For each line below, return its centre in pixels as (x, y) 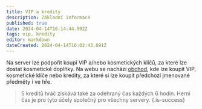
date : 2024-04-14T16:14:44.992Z (47, 29)
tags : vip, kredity (31, 34)
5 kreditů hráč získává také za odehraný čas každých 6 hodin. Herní (106, 93)
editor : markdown (28, 40)
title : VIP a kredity (34, 12)
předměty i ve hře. (29, 81)
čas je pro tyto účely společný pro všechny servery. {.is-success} (103, 99)
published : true (27, 23)
